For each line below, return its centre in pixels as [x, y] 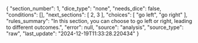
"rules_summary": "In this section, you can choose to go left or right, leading [99, 21]
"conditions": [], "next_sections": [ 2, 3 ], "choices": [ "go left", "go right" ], [97, 15]
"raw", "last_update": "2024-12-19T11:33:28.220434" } [73, 34]
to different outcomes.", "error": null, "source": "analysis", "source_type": [95, 27]
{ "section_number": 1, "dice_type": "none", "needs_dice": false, [84, 9]
